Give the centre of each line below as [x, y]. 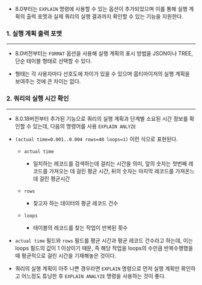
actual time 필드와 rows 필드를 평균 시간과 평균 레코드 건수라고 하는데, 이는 [104, 240]
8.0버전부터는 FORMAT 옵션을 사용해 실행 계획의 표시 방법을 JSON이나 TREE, [104, 54]
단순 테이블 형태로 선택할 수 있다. [53, 61]
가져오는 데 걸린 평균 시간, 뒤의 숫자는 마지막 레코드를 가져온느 [122, 171]
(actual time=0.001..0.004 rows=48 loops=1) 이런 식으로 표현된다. [96, 139]
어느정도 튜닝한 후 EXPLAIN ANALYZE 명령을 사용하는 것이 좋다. [94, 276]
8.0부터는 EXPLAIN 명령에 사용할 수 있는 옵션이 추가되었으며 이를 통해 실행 [101, 9]
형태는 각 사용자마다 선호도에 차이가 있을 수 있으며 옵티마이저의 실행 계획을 [103, 74]
